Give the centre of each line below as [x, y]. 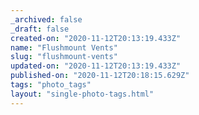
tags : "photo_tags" [51, 85]
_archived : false [46, 19]
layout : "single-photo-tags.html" [82, 94]
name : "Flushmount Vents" [64, 47]
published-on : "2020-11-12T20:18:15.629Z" [100, 76]
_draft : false [40, 29]
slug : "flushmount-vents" [64, 57]
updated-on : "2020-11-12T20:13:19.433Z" [96, 66]
